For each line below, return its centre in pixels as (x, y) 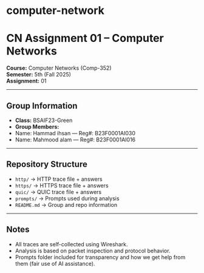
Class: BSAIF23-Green (44, 120)
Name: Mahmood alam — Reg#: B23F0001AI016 (75, 140)
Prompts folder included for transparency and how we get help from (100, 257)
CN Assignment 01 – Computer (85, 39)
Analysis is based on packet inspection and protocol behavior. (93, 251)
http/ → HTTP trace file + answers (59, 179)
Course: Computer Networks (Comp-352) (59, 68)
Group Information (42, 106)
